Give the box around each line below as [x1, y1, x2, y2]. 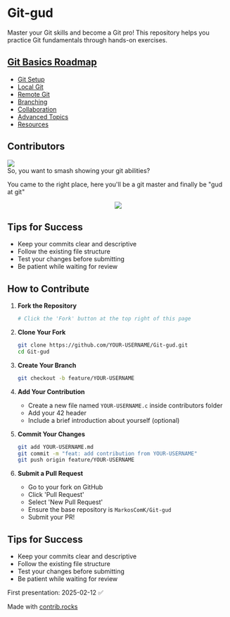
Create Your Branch [17, 361, 77, 369]
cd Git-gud [17, 348, 50, 355]
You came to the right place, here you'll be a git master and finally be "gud [7, 180, 223, 188]
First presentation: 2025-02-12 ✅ [7, 588, 104, 597]
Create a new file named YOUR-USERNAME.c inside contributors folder [27, 401, 223, 409]
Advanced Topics [17, 112, 69, 121]
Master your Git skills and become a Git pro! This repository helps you [7, 28, 210, 37]
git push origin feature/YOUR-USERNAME [17, 457, 135, 464]
